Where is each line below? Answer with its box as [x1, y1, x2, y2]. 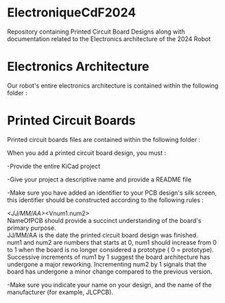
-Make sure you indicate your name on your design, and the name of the [7, 280, 212, 289]
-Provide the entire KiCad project [7, 162, 101, 170]
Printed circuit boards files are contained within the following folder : [7, 135, 201, 143]
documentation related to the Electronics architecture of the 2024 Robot [7, 34, 211, 43]
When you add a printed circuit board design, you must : [7, 149, 167, 157]
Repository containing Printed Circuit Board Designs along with [7, 27, 185, 36]
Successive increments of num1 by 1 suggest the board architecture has [7, 252, 211, 261]
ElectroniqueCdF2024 [7, 5, 137, 21]
